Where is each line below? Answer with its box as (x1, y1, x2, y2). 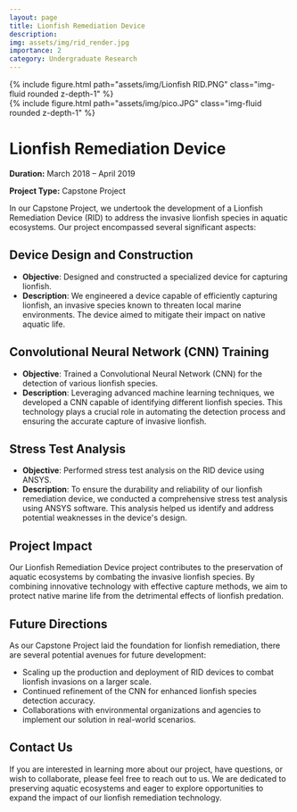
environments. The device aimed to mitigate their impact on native (21, 309, 266, 319)
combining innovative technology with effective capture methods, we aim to (9, 581, 288, 592)
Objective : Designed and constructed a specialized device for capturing (21, 271, 288, 282)
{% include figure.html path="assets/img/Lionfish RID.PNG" (9, 79, 228, 89)
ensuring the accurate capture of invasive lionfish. (21, 416, 207, 427)
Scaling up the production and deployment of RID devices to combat (21, 667, 275, 677)
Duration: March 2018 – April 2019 (9, 168, 136, 178)
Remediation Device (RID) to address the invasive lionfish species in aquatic (9, 211, 288, 223)
